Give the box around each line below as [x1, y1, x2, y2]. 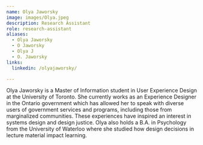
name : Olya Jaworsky [6, 8, 59, 15]
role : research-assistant [6, 25, 72, 32]
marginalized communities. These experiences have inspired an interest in [6, 112, 191, 120]
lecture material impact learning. [6, 132, 87, 139]
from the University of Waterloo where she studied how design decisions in [6, 125, 195, 133]
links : [6, 59, 23, 65]
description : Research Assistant [6, 20, 91, 26]
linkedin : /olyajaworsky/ [12, 65, 78, 71]
